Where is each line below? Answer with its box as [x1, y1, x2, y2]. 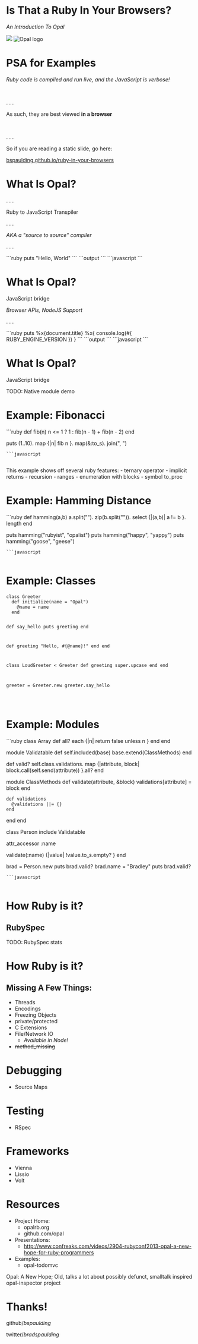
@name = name [17, 604, 49, 610]
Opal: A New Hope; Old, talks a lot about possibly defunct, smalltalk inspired [6, 1273, 193, 1280]
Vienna [14, 1164, 33, 1171]
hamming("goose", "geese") [6, 537, 75, 545]
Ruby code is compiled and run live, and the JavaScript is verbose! [6, 75, 170, 83]
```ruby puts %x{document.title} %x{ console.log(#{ [6, 329, 132, 336]
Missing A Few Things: [6, 983, 92, 993]
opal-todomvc [23, 1261, 58, 1269]
